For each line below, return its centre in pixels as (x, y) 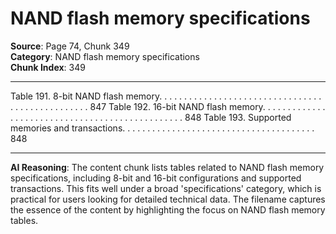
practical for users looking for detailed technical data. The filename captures (168, 199)
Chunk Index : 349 (48, 67)
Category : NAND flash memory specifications (105, 56)
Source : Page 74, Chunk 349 (70, 46)
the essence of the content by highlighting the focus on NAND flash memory (168, 209)
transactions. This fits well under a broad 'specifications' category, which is (166, 188)
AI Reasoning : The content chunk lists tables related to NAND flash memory (167, 167)
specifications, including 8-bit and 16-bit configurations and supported (156, 178)
